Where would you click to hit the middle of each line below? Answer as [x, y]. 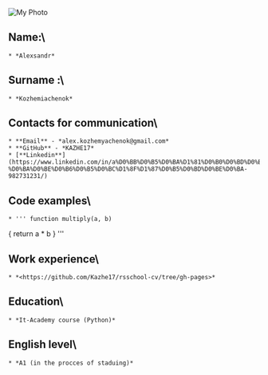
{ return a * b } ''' [36, 234]
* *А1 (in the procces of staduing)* [71, 363]
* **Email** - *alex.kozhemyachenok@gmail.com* [89, 141]
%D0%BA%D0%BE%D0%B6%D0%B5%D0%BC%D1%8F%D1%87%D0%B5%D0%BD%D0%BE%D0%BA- [128, 169]
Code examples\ [50, 201]
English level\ [43, 344]
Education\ [36, 302]
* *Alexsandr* [32, 56]
